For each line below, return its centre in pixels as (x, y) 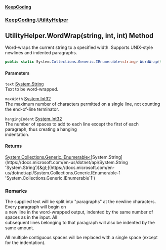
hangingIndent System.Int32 (34, 119)
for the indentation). (25, 243)
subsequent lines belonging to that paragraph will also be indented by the (80, 222)
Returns (14, 146)
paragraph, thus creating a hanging (41, 129)
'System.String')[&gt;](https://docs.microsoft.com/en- (60, 167)
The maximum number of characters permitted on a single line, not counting (83, 104)
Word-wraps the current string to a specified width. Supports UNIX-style (79, 47)
